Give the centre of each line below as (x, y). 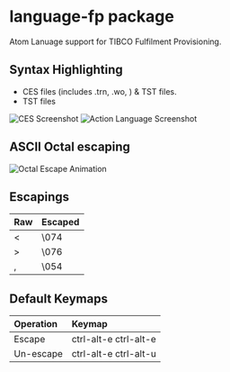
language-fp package (92, 17)
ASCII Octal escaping (70, 147)
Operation (36, 324)
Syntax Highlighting (66, 70)
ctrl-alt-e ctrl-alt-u (114, 354)
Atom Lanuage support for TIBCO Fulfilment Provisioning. (115, 41)
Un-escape (38, 354)
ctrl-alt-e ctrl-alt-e (114, 340)
